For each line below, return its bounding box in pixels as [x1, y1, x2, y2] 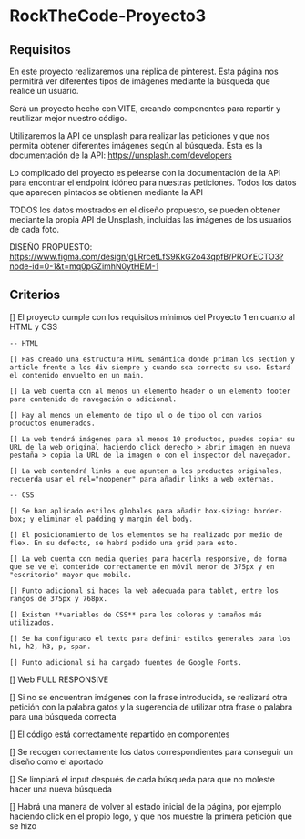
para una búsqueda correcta [9, 710, 117, 721]
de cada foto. [9, 224, 60, 234]
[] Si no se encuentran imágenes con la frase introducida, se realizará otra [9, 691, 288, 702]
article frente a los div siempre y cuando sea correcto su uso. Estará [9, 362, 291, 372]
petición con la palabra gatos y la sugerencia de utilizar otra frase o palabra [9, 701, 293, 712]
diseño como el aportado [9, 756, 104, 767]
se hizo [9, 820, 37, 831]
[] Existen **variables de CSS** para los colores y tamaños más [9, 610, 262, 619]
